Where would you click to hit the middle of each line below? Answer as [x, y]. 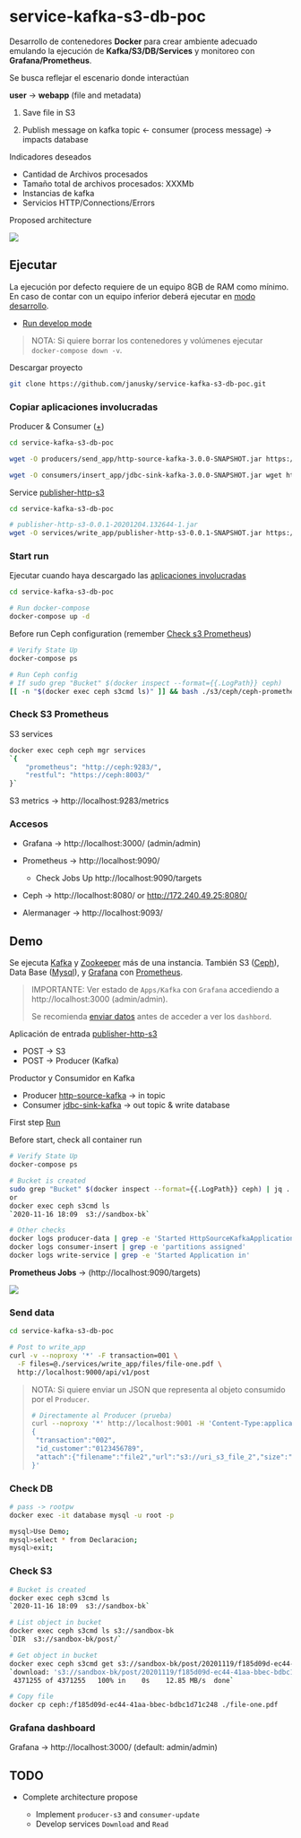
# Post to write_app [48, 1348]
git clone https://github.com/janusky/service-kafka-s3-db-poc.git [138, 384]
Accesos [29, 824]
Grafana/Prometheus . [51, 60]
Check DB [31, 1488]
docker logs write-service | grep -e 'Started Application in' [130, 1255]
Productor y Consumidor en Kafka [72, 1079]
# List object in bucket [56, 1623]
